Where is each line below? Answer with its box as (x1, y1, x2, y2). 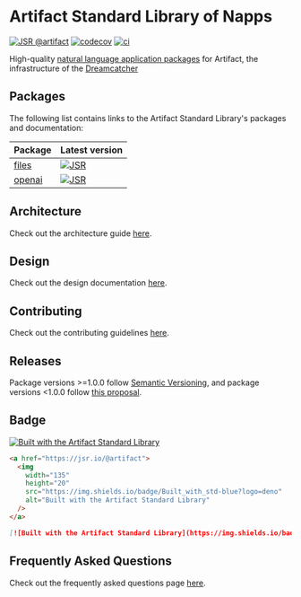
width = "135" (25, 470, 70, 479)
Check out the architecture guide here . (9, 227, 152, 239)
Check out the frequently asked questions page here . (9, 577, 206, 588)
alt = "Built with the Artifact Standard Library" (25, 496, 211, 505)
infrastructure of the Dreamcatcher (9, 63, 139, 74)
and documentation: (9, 122, 83, 133)
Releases (9, 353, 62, 369)
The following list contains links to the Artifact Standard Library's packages (9, 112, 287, 123)
